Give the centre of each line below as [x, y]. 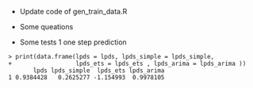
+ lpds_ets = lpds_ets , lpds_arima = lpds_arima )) [127, 63]
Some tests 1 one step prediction [73, 42]
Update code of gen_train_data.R [73, 11]
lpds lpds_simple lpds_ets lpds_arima [99, 71]
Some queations [46, 27]
